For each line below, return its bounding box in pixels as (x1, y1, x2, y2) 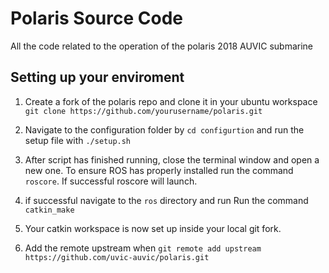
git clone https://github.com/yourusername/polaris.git (24, 106, 263, 116)
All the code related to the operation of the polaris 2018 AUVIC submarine (10, 40, 313, 52)
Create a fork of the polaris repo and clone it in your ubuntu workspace (24, 95, 318, 107)
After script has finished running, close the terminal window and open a (24, 153, 320, 166)
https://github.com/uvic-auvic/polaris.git (24, 252, 210, 262)
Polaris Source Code (10, 7, 184, 30)
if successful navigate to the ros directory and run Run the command (24, 194, 309, 206)
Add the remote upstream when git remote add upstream (24, 242, 262, 254)
